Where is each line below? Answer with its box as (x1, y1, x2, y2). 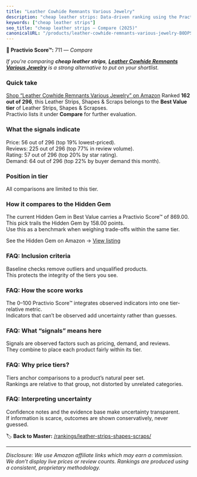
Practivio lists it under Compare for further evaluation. (6, 111, 137, 118)
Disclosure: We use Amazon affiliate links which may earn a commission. (6, 451, 184, 458)
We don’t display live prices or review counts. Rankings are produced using (6, 458, 189, 465)
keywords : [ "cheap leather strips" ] (6, 19, 96, 25)
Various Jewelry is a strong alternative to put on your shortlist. (6, 64, 159, 71)
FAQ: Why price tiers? (6, 361, 70, 369)
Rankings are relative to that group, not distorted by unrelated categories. (6, 380, 184, 387)
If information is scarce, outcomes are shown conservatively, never (6, 414, 168, 421)
